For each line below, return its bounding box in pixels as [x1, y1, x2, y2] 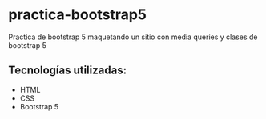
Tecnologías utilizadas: [8, 64, 127, 77]
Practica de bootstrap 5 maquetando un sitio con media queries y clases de [8, 32, 258, 42]
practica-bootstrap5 [8, 6, 147, 24]
